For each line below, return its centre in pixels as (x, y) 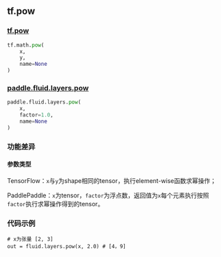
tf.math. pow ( (26, 45)
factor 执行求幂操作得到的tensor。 (56, 204)
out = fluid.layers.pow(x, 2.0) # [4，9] (67, 247)
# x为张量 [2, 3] (30, 239)
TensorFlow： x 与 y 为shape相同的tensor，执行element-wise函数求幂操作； (112, 180)
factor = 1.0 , (36, 115)
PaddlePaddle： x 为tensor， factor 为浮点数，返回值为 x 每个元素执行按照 (108, 195)
